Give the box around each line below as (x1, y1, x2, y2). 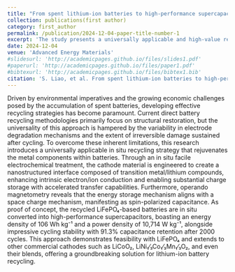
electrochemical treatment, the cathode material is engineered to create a (7, 161, 220, 169)
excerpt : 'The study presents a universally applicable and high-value (7, 36, 220, 43)
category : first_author (7, 23, 77, 30)
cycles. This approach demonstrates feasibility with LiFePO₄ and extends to (7, 235, 225, 243)
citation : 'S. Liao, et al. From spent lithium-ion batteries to (7, 75, 201, 82)
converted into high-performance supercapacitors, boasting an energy (7, 213, 211, 221)
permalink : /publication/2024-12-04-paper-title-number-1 (7, 29, 180, 37)
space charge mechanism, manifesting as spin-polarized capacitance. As (7, 198, 219, 206)
